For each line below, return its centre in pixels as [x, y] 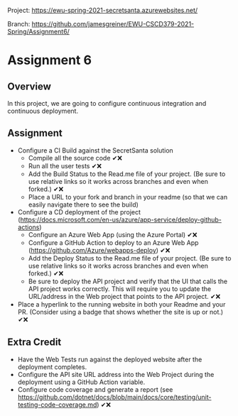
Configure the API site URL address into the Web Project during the [116, 374]
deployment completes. [52, 367]
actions [28, 227]
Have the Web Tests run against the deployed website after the [110, 359]
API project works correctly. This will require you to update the [120, 289]
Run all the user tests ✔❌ [65, 165]
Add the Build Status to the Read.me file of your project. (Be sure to [127, 174]
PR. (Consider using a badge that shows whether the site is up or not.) [120, 312]
